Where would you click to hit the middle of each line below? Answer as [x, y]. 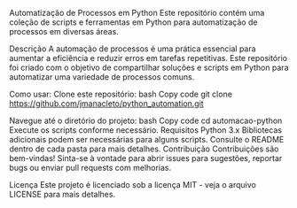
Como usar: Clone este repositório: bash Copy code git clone [121, 94]
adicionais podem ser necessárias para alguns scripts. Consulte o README [147, 139]
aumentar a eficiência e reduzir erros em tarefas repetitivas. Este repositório [148, 58]
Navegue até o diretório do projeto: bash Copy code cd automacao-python [146, 120]
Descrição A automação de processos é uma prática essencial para [133, 49]
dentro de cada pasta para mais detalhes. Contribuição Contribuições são [144, 149]
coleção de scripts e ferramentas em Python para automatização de [133, 22]
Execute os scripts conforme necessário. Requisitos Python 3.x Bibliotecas [145, 130]
